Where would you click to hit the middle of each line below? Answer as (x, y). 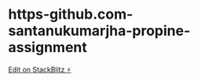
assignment (48, 48)
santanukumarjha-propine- (99, 31)
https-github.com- (71, 14)
